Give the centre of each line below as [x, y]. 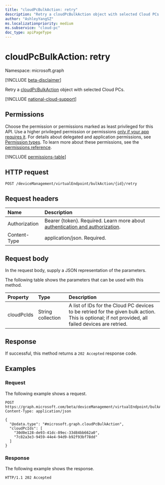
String [45, 312]
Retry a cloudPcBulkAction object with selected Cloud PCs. [65, 90]
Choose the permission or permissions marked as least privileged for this [79, 126]
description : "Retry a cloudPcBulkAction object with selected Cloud [78, 14]
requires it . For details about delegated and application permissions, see [78, 137]
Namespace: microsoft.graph [35, 70]
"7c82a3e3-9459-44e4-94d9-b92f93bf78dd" [56, 437]
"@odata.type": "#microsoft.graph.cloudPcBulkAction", [67, 424]
